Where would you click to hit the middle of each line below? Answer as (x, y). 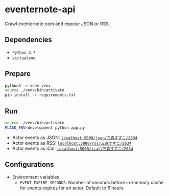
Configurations (29, 164)
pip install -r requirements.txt (40, 95)
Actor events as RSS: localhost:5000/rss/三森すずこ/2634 (72, 143)
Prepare (18, 74)
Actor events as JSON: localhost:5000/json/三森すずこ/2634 (75, 138)
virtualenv (24, 58)
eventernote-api (40, 9)
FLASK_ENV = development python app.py (45, 128)
